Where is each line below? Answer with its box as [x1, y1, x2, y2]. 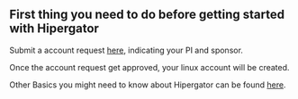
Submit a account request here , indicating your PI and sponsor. [9, 45, 243, 55]
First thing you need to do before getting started [9, 7, 285, 22]
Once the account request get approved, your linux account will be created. [9, 62, 290, 72]
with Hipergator [9, 21, 99, 37]
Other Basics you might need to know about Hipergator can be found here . [9, 79, 286, 90]
